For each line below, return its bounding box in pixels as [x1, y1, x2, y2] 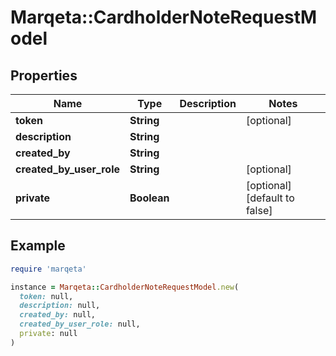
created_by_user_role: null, [19, 319, 141, 330]
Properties [10, 67, 78, 84]
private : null [19, 329, 78, 339]
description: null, [19, 301, 101, 311]
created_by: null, [19, 310, 97, 320]
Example [10, 237, 66, 255]
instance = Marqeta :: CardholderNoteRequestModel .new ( [10, 282, 240, 292]
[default [245, 191, 283, 205]
